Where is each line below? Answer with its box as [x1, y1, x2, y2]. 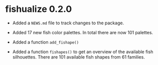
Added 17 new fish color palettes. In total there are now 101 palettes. [12, 29, 153, 35]
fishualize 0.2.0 [5, 3, 72, 15]
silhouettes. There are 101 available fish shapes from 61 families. [12, 54, 145, 60]
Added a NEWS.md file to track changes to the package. [12, 20, 124, 26]
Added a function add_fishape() [12, 39, 79, 45]
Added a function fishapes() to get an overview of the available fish [12, 49, 153, 55]
